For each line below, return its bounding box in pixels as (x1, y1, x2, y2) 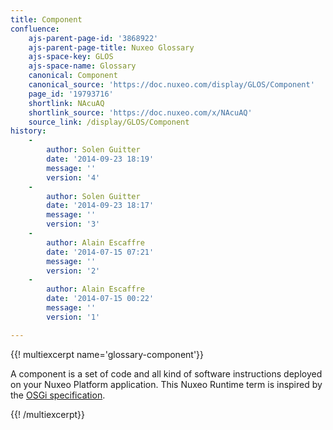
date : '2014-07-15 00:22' (46, 294, 155, 304)
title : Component (10, 14, 83, 25)
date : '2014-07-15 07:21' (46, 247, 155, 257)
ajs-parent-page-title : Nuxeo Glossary (28, 42, 195, 53)
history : (10, 126, 47, 136)
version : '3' (46, 219, 101, 230)
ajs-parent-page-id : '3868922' (28, 33, 159, 43)
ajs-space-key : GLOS (28, 52, 114, 62)
